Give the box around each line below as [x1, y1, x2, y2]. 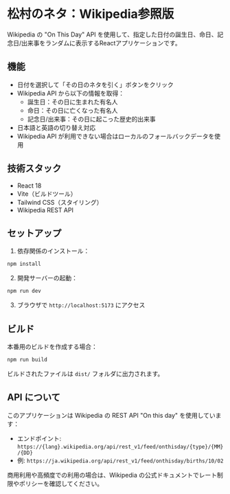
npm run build [7, 356, 48, 363]
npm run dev [7, 288, 41, 295]
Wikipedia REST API [16, 205, 74, 214]
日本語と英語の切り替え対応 [16, 123, 96, 131]
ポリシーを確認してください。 [19, 479, 104, 488]
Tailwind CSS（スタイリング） [16, 198, 103, 206]
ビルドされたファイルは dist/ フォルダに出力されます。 [7, 369, 164, 378]
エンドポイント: [16, 434, 62, 442]
